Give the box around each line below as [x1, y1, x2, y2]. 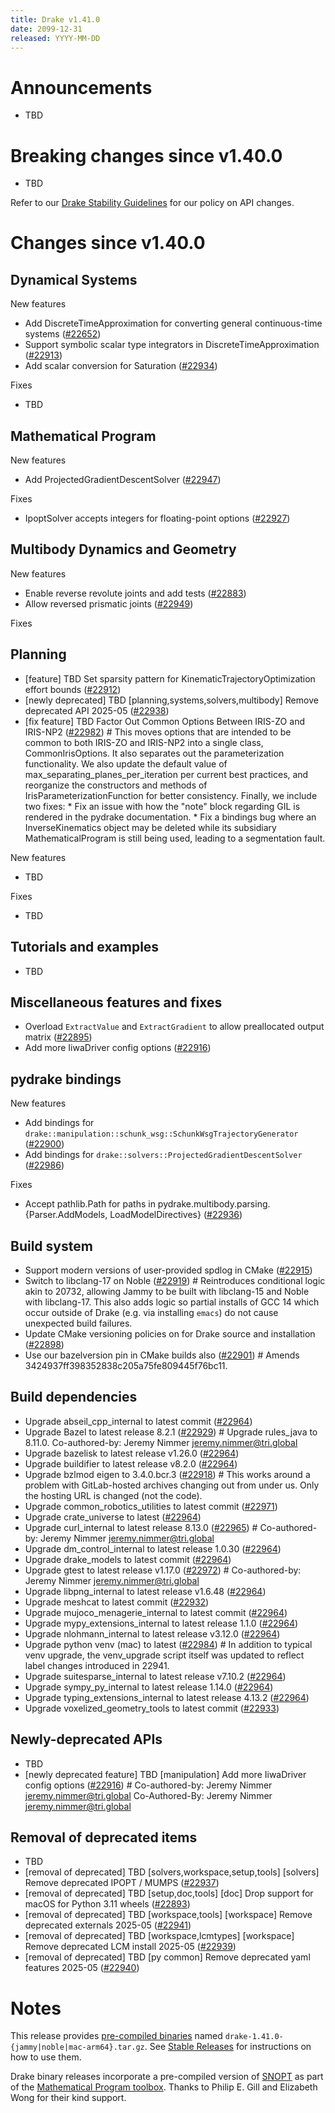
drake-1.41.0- [224, 2032, 284, 2042]
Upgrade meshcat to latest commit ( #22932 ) [24, 1596, 210, 1608]
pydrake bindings [10, 1071, 122, 1088]
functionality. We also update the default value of [24, 757, 228, 770]
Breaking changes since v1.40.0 [10, 144, 283, 167]
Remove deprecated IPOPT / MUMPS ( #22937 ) [24, 1877, 220, 1889]
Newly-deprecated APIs [10, 1731, 163, 1748]
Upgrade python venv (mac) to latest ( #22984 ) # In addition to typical [24, 1638, 313, 1650]
